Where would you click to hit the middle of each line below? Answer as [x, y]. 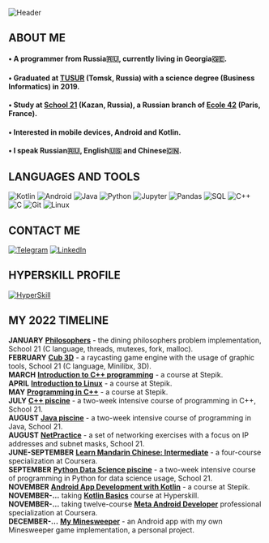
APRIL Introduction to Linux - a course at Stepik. [90, 383]
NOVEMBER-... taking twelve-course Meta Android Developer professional [135, 504]
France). [23, 114]
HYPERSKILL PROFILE [65, 276]
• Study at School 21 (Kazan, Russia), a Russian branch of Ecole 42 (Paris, [134, 105]
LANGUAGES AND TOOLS [74, 177]
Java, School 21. [36, 426]
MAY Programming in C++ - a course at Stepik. [88, 392]
